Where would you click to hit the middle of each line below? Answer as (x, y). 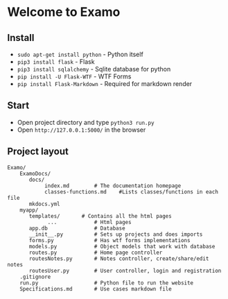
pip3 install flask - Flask (56, 62)
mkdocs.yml (44, 204)
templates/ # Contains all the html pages (100, 216)
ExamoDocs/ (35, 173)
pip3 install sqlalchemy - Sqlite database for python (94, 69)
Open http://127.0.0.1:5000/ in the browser (81, 130)
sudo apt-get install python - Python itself (80, 54)
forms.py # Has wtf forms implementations (109, 240)
